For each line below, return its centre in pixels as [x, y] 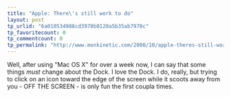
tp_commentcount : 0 [35, 39]
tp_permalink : [27, 45]
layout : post [26, 20]
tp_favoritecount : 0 [37, 32]
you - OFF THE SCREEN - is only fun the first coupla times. [90, 86]
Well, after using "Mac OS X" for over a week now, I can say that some [107, 65]
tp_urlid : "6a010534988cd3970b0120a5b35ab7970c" [78, 26]
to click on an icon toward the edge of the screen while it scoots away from [114, 79]
